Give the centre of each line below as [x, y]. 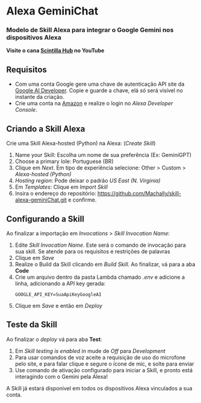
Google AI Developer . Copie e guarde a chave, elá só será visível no [99, 90]
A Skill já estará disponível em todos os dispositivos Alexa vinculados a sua [99, 388]
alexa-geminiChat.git [41, 200]
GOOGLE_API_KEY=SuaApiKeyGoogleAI [58, 294]
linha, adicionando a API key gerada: [60, 283]
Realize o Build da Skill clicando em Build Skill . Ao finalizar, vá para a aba [105, 264]
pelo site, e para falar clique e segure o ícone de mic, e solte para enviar [104, 364]
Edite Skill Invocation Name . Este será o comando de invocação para [100, 245]
